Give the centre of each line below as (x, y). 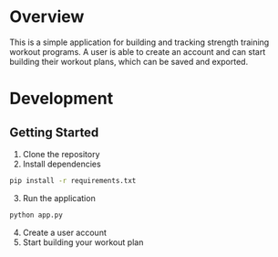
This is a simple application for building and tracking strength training (139, 42)
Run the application (59, 198)
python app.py (36, 215)
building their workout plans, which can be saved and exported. (129, 61)
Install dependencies (62, 164)
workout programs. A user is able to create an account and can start (138, 51)
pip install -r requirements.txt (73, 180)
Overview (47, 17)
